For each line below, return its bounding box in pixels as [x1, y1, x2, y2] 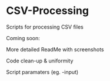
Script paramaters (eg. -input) [6, 68, 79, 75]
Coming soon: [6, 34, 40, 41]
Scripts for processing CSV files [6, 23, 84, 30]
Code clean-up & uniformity [6, 57, 74, 64]
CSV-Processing [6, 4, 89, 17]
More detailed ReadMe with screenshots [6, 45, 104, 53]
